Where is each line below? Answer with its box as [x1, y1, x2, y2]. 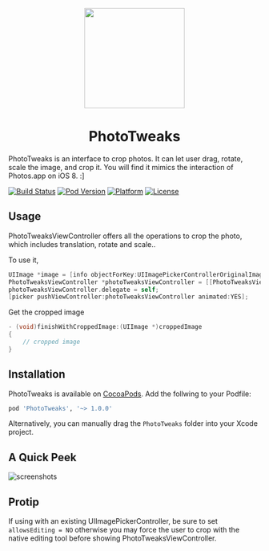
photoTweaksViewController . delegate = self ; [8, 286, 159, 294]
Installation [8, 367, 66, 381]
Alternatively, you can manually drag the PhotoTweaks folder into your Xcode [8, 419, 259, 428]
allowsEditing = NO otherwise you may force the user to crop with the [8, 525, 240, 535]
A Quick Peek [8, 450, 77, 464]
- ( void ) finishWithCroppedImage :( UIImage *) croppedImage [8, 323, 203, 331]
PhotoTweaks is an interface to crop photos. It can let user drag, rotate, [8, 153, 243, 164]
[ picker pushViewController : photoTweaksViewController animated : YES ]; [8, 293, 249, 301]
